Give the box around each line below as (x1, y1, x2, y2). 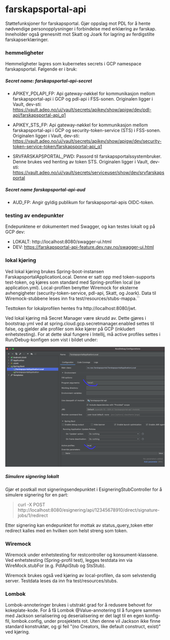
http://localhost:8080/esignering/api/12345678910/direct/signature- (17, 507, 160, 513)
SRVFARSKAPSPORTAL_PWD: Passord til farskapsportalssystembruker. (12, 153, 162, 159)
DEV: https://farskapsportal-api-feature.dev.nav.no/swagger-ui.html (12, 244, 154, 250)
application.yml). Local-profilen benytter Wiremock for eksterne (5, 284, 138, 290)
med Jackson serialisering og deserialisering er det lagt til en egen (5, 613, 144, 619)
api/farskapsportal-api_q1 (12, 112, 66, 118)
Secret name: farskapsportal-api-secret (5, 78, 93, 84)
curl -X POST (17, 501, 46, 508)
